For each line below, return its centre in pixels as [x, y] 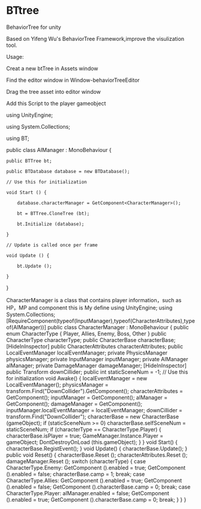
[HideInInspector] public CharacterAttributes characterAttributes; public [95, 346]
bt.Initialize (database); [51, 224]
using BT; [18, 138]
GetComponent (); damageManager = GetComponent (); [74, 404]
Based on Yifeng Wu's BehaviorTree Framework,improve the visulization [95, 38]
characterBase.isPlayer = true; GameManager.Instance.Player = [85, 436]
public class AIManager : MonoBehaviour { [59, 150]
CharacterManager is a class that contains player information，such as [94, 300]
